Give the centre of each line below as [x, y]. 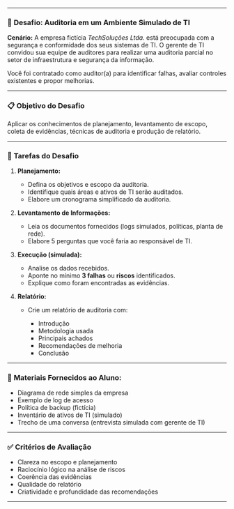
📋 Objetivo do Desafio [46, 106]
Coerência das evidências [54, 477]
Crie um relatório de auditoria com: [78, 310]
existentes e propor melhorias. [51, 81]
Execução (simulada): [49, 254]
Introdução [54, 323]
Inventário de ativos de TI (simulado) [70, 415]
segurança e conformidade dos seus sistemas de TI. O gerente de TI [106, 45]
